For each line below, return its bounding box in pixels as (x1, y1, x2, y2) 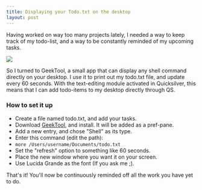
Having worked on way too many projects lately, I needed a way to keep (6, 31, 185, 38)
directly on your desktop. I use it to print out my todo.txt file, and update (6, 73, 185, 80)
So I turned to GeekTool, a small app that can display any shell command (6, 67, 187, 74)
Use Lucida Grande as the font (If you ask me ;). (14, 159, 134, 166)
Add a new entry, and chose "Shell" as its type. (14, 127, 133, 135)
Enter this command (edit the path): (14, 134, 104, 141)
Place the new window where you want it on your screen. (14, 153, 158, 160)
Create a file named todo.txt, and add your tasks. (14, 115, 137, 122)
